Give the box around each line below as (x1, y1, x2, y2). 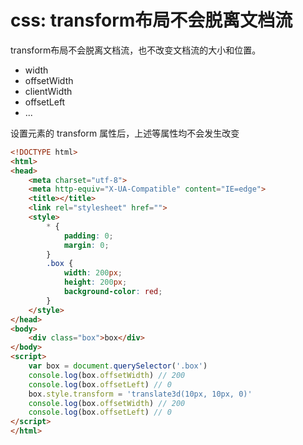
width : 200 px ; (63, 268, 123, 278)
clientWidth (24, 85, 73, 97)
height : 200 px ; (63, 277, 128, 288)
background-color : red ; (63, 287, 163, 297)
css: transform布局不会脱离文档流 (10, 9, 293, 32)
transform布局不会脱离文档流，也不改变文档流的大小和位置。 (10, 44, 262, 56)
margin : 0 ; (63, 240, 110, 250)
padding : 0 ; (63, 231, 114, 241)
